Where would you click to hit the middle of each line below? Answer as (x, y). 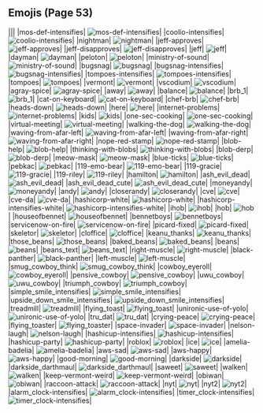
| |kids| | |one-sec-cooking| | (164, 115)
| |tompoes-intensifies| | (156, 73)
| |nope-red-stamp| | (156, 140)
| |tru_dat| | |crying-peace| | (170, 316)
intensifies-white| (37, 207)
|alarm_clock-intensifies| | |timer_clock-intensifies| (131, 392)
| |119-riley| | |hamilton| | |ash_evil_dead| (150, 174)
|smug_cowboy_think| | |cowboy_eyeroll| (110, 266)
